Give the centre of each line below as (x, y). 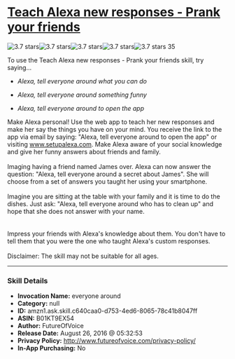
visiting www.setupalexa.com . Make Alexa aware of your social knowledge (115, 144)
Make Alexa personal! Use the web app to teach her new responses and (111, 122)
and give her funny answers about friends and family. (84, 151)
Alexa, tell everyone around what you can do (82, 81)
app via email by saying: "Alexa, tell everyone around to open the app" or (112, 137)
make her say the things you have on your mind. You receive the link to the (115, 129)
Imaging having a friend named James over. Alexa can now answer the (109, 166)
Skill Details (28, 280)
